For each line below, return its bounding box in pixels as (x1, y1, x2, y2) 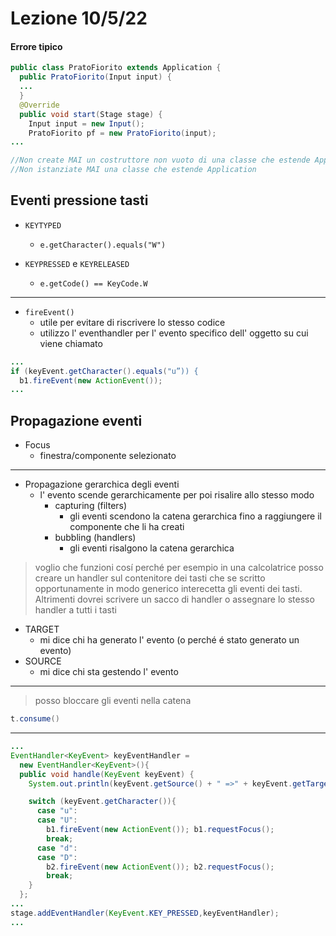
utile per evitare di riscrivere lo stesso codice (39, 316, 226, 328)
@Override (19, 100, 60, 110)
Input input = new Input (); (28, 118, 145, 129)
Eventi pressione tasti (10, 192, 149, 209)
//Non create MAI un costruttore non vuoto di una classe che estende (10, 155, 311, 166)
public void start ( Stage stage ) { (19, 109, 163, 119)
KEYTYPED (24, 220, 62, 231)
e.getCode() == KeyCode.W (39, 278, 148, 289)
